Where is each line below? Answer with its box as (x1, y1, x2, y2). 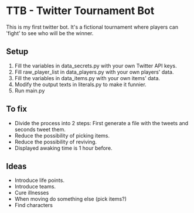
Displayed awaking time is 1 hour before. (14, 145, 113, 152)
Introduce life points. (14, 177, 64, 184)
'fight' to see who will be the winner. (6, 29, 94, 36)
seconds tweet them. (14, 126, 66, 133)
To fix (6, 104, 28, 114)
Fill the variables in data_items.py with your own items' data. (14, 74, 160, 81)
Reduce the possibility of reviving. (14, 138, 97, 145)
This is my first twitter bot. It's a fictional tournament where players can (6, 23, 179, 30)
